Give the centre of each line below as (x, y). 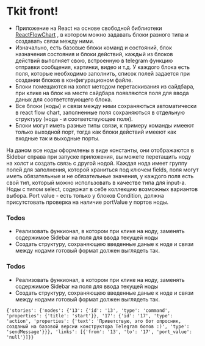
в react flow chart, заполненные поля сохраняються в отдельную (100, 112)
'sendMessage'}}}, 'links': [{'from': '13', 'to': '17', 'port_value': (99, 332)
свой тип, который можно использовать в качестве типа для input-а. (96, 182)
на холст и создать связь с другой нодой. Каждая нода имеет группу (97, 163)
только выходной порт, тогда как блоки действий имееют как (96, 132)
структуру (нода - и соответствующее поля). (74, 119)
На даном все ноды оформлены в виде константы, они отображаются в (100, 150)
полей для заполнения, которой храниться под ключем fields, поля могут (103, 170)
